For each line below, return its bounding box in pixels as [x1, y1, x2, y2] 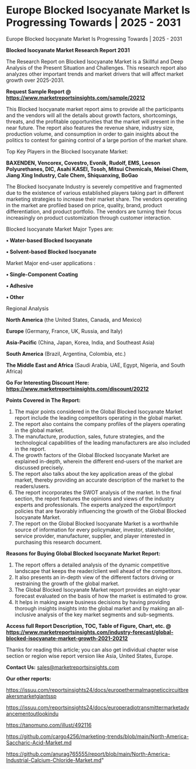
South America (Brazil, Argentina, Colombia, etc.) [6, 350, 126, 357]
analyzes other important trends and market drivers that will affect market [6, 70, 184, 77]
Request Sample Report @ [6, 88, 71, 95]
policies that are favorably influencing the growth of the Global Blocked [14, 507, 186, 514]
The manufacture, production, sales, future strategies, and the [14, 432, 165, 440]
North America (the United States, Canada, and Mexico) [6, 316, 142, 323]
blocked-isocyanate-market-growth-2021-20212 [6, 634, 128, 641]
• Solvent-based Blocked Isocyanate [6, 248, 97, 255]
